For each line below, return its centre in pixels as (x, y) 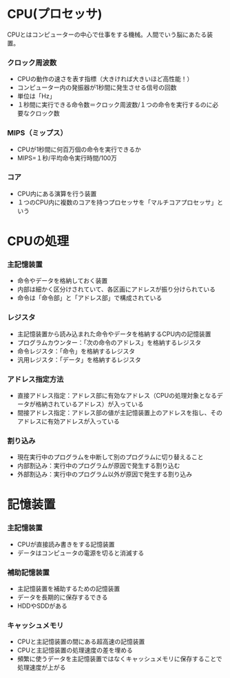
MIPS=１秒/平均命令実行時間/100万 (67, 158)
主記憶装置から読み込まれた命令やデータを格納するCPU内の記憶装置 (114, 334)
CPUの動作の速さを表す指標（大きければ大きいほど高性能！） (105, 79)
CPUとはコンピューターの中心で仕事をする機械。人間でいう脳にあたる (107, 34)
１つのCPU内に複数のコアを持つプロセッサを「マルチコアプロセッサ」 (117, 202)
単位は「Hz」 (36, 96)
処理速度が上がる (41, 668)
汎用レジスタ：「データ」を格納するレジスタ (79, 359)
